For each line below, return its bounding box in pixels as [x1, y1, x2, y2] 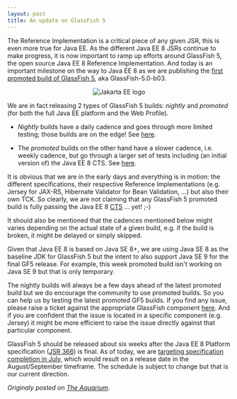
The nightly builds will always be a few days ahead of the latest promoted [7, 280, 221, 290]
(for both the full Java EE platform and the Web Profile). [7, 109, 169, 117]
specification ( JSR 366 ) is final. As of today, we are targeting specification [7, 347, 224, 355]
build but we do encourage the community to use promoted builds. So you [7, 288, 224, 297]
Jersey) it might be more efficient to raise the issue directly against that [7, 318, 216, 327]
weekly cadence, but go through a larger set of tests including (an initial [17, 151, 227, 160]
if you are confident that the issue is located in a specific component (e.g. [7, 311, 222, 319]
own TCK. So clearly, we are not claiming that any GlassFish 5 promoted [7, 195, 218, 203]
